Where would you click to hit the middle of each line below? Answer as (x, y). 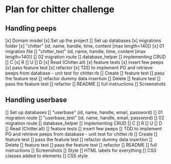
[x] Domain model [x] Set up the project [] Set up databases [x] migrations (83, 40)
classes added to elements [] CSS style (47, 156)
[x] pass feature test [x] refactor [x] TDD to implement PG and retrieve (79, 68)
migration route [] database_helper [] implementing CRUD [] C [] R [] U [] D (84, 123)
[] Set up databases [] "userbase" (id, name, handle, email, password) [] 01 (84, 112)
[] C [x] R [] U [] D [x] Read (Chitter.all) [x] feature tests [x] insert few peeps (84, 62)
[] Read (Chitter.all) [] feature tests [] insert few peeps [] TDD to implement (84, 128)
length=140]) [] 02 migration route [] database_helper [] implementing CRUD (86, 57)
